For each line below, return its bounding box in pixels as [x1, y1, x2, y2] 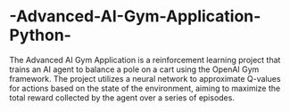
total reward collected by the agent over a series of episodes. [9, 92, 235, 103]
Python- [9, 25, 71, 45]
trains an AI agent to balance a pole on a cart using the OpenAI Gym [9, 64, 260, 75]
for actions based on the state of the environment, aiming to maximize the [9, 83, 281, 93]
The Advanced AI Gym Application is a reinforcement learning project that [9, 54, 281, 65]
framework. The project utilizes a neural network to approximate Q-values [9, 73, 281, 84]
